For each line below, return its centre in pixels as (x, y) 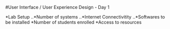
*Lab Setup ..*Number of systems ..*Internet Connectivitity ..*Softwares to (85, 17)
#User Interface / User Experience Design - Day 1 (57, 7)
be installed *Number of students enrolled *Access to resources (73, 22)
